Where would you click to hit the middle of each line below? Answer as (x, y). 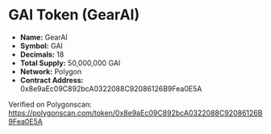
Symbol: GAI (41, 45)
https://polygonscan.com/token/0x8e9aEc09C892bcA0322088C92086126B (135, 113)
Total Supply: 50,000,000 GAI (70, 63)
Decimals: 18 (42, 54)
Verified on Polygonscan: (50, 104)
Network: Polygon (51, 71)
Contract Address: (52, 80)
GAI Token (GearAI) (74, 15)
